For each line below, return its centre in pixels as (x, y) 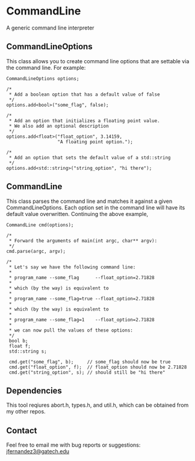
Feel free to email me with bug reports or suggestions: (73, 445)
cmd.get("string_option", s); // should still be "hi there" (87, 372)
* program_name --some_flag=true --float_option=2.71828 (82, 299)
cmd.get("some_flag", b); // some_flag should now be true (90, 362)
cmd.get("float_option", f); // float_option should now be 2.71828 (98, 367)
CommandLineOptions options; (43, 79)
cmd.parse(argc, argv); (36, 251)
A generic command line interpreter (50, 28)
